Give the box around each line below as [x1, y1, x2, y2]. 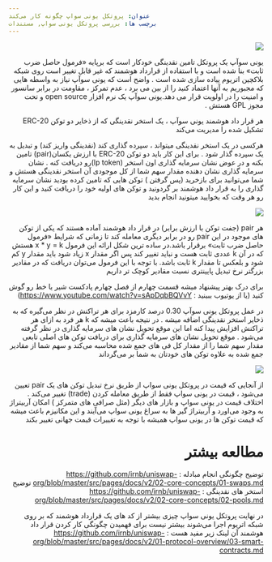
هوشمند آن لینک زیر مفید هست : [166, 528, 264, 538]
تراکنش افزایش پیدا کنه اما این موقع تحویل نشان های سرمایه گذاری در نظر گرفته [20, 323, 264, 332]
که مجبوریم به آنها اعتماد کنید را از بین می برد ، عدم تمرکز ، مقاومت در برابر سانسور [11, 83, 264, 92]
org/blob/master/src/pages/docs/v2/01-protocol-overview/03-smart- [32, 537, 264, 547]
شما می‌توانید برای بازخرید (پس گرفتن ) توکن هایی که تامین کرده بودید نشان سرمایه [11, 174, 264, 184]
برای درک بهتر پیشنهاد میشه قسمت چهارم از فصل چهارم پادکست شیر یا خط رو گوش [8, 281, 264, 291]
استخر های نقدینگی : [202, 487, 264, 496]
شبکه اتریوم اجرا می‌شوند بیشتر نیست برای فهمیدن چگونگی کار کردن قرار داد [30, 520, 264, 530]
